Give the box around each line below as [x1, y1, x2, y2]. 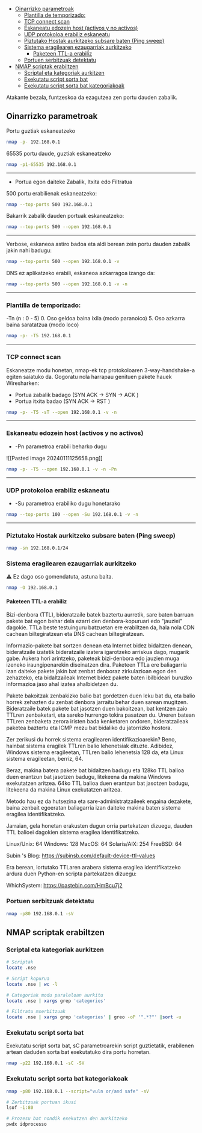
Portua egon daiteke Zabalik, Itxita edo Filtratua [14, 178, 132, 185]
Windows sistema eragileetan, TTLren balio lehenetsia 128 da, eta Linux [6, 749, 184, 756]
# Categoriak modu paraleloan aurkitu [6, 992, 103, 998]
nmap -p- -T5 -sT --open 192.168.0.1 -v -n [6, 409, 117, 415]
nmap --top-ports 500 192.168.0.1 [6, 202, 93, 208]
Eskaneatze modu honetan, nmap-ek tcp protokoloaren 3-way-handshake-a [6, 366, 195, 373]
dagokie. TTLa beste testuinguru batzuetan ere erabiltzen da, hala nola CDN [6, 624, 195, 631]
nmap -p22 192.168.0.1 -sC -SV [6, 1060, 85, 1067]
